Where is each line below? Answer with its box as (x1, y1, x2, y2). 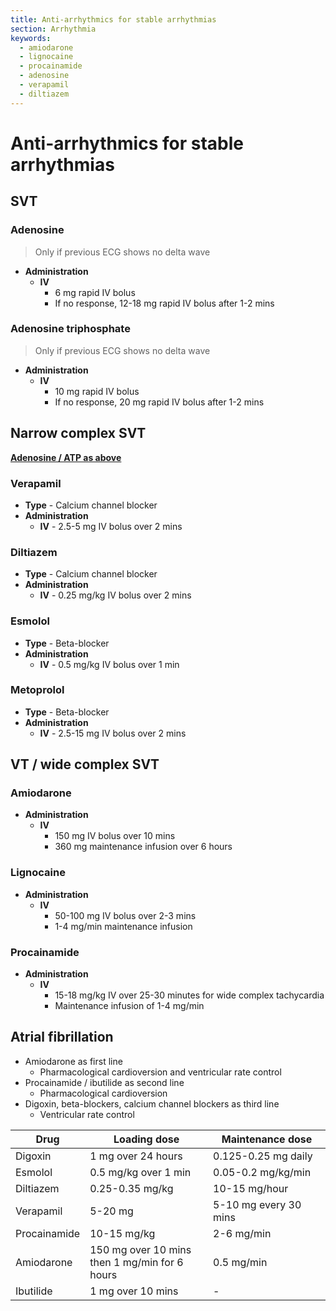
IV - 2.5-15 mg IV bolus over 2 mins (39, 727, 187, 739)
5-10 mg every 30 (213, 1197, 302, 1211)
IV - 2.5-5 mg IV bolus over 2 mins (39, 520, 183, 532)
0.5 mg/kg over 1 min (89, 1165, 192, 1179)
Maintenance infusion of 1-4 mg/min (54, 1000, 205, 1012)
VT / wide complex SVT (10, 756, 160, 773)
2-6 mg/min (213, 1226, 272, 1240)
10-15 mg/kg (89, 1226, 156, 1240)
